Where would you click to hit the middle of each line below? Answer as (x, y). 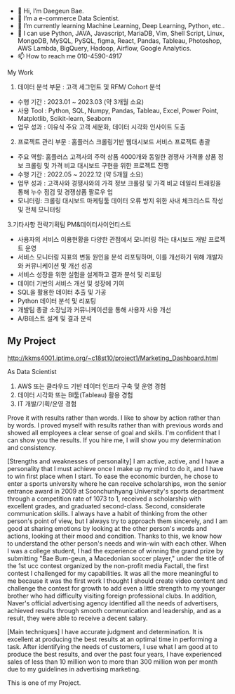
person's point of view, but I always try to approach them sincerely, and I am (117, 521)
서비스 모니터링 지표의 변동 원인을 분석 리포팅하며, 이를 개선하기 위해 (111, 257)
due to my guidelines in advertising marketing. (74, 669)
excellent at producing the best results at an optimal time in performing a (112, 639)
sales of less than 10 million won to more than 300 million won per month (113, 662)
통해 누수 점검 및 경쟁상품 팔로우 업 (65, 192)
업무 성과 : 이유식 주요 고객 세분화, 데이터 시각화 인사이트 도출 (101, 127)
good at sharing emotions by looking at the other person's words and (107, 528)
